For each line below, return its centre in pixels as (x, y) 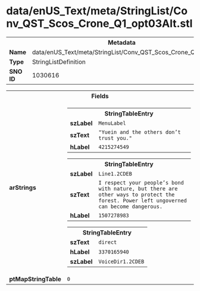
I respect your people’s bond (141, 182)
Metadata (122, 42)
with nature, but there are (138, 188)
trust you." (115, 138)
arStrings (23, 187)
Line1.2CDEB (115, 173)
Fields (100, 96)
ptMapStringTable (35, 279)
